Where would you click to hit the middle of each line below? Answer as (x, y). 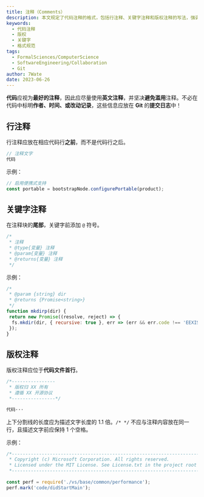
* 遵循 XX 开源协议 (31, 392)
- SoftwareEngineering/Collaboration (59, 63)
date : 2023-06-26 (28, 80)
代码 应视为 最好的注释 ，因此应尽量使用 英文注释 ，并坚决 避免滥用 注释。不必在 (102, 98)
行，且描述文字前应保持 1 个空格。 (49, 430)
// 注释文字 (20, 153)
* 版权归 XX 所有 (29, 387)
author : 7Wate (24, 74)
